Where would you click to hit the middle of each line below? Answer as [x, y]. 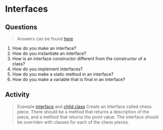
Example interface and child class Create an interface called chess [84, 107]
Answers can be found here [45, 39]
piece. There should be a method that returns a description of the [83, 111]
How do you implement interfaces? [47, 69]
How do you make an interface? [44, 48]
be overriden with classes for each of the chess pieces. [73, 122]
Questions [21, 27]
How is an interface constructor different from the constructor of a [79, 59]
